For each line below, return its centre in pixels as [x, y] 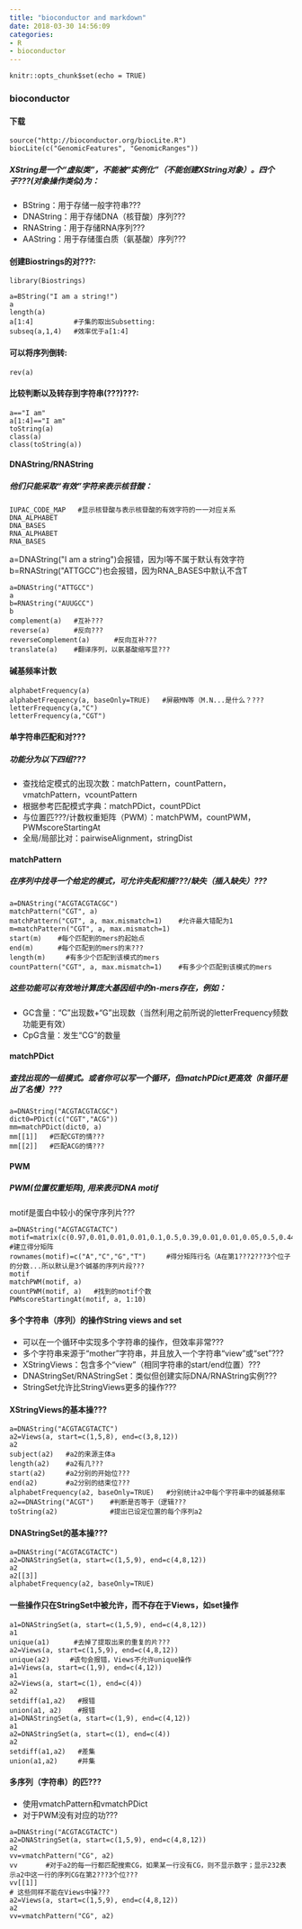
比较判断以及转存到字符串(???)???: [74, 394]
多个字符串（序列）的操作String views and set [96, 1320]
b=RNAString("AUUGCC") [52, 604]
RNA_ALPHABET [34, 534]
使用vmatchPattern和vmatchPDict [85, 1804]
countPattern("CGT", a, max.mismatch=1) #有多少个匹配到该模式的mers [141, 967]
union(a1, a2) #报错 [53, 1710]
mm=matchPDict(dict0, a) [56, 1127]
